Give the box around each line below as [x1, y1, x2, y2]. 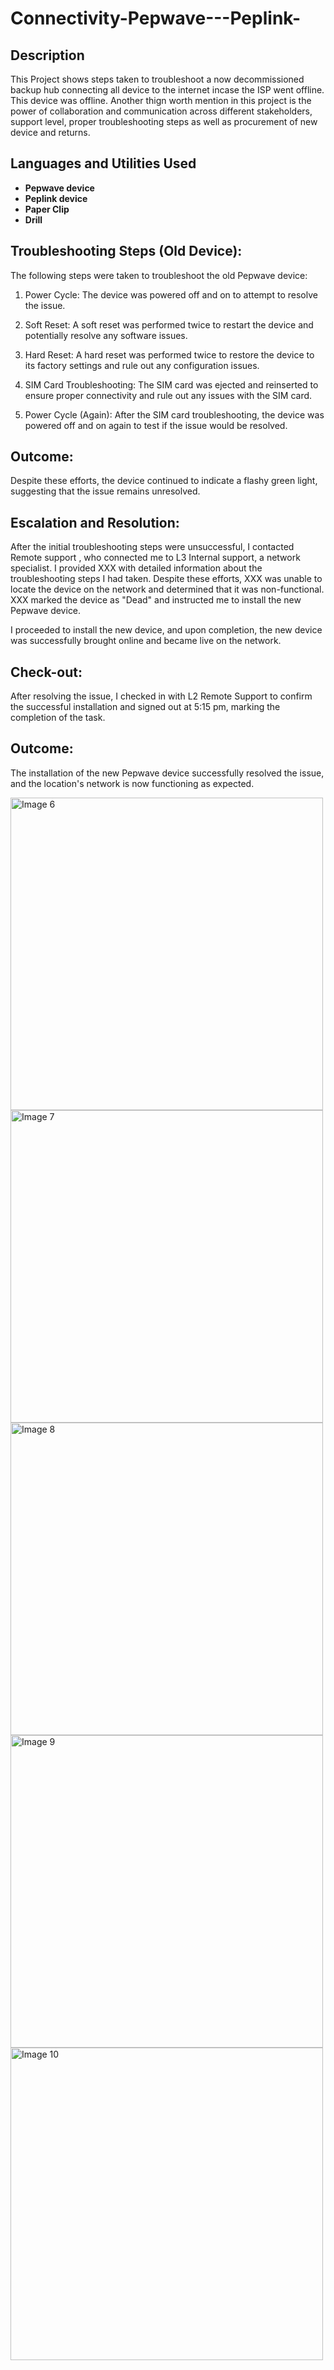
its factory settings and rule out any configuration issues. [24, 359, 260, 371]
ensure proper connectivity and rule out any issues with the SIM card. [24, 389, 313, 401]
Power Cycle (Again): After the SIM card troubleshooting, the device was [24, 408, 325, 421]
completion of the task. [10, 712, 106, 724]
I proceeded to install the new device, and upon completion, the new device [10, 624, 323, 636]
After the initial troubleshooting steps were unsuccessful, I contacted [10, 541, 295, 553]
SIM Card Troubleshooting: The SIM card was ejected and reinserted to [24, 378, 319, 391]
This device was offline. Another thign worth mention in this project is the [10, 95, 312, 106]
